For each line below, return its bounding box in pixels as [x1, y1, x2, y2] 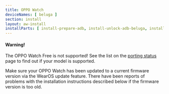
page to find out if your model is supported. [5, 58, 96, 64]
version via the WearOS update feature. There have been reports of [5, 73, 145, 79]
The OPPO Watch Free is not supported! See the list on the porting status [5, 53, 157, 59]
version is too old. [5, 84, 42, 90]
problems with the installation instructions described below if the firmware [5, 78, 159, 84]
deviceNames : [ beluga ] [5, 12, 57, 17]
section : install [5, 17, 42, 22]
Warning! [5, 41, 25, 48]
